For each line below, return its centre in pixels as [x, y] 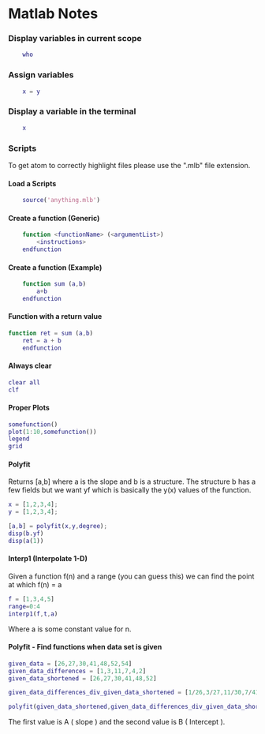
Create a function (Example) [55, 267]
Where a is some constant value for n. [70, 629]
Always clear [30, 366]
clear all [24, 382]
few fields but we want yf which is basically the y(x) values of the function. [130, 490]
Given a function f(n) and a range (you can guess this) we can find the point [131, 576]
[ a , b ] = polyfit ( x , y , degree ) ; [58, 526]
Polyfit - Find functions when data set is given [85, 647]
